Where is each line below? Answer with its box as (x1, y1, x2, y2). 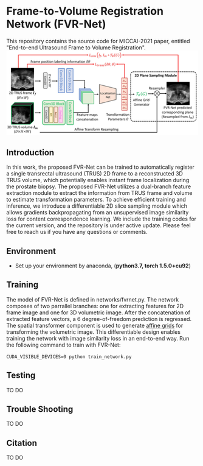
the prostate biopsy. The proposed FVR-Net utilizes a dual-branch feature (6, 183, 191, 190)
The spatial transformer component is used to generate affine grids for (6, 322, 184, 329)
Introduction (6, 147, 55, 158)
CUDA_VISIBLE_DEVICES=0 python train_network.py (6, 353, 132, 360)
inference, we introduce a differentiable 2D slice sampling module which (6, 202, 187, 210)
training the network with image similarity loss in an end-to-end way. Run (6, 334, 190, 342)
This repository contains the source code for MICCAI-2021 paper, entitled (6, 37, 190, 44)
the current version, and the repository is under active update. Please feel (6, 222, 191, 229)
